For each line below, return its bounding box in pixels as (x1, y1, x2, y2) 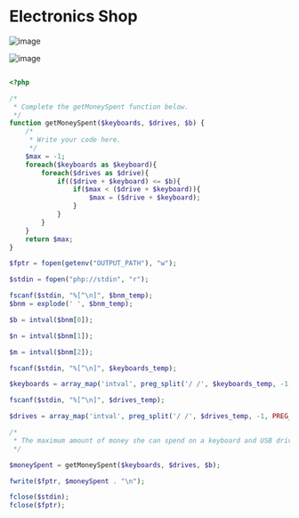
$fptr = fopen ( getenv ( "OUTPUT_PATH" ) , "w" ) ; (9, 259, 177, 268)
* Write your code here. (28, 135, 122, 144)
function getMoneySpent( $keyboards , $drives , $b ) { (9, 118, 205, 128)
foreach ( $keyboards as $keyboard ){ (25, 160, 158, 169)
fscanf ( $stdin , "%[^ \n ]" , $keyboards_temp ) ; (9, 363, 177, 373)
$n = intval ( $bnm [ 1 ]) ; (9, 331, 93, 340)
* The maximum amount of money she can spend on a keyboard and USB (12, 436, 273, 445)
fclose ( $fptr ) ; (9, 501, 66, 510)
